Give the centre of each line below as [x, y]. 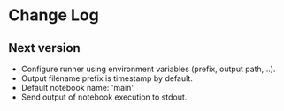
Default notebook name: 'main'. [78, 88]
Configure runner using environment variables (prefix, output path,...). [148, 69]
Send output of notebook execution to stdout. [104, 97]
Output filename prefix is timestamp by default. [107, 78]
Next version [44, 48]
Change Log [54, 15]
